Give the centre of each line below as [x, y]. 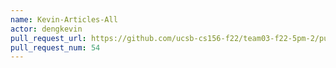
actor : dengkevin [46, 29]
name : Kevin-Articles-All [64, 19]
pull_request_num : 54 [55, 47]
